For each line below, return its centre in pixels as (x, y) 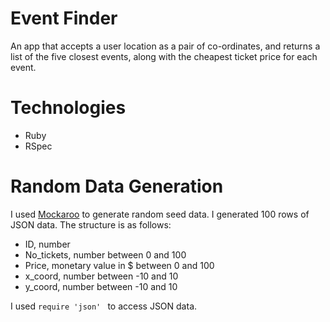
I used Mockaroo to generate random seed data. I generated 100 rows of (160, 214)
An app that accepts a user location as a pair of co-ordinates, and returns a (165, 46)
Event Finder (64, 18)
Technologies (68, 108)
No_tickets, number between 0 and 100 (105, 254)
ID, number (47, 244)
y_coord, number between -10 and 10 (101, 286)
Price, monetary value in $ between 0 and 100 (119, 265)
